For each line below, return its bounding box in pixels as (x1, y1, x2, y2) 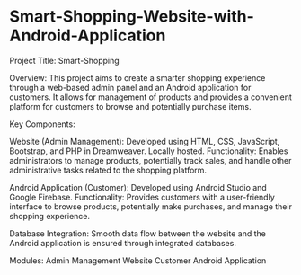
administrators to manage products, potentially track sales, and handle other (9, 155, 292, 165)
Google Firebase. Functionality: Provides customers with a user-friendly (9, 191, 276, 202)
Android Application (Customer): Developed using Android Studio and (9, 182, 267, 192)
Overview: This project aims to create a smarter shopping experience (9, 72, 266, 83)
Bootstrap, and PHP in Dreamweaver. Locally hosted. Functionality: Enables (9, 146, 288, 156)
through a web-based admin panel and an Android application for (9, 82, 252, 93)
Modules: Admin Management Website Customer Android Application (9, 254, 267, 266)
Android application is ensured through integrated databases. (9, 237, 236, 248)
